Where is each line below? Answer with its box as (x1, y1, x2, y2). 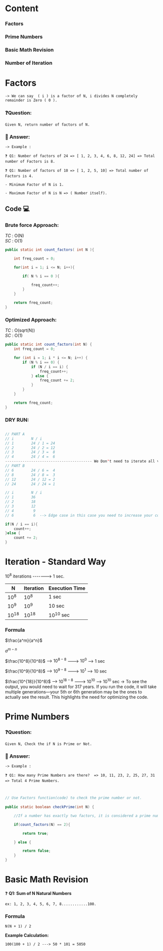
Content (5, 3, 39, 14)
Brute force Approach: (5, 222, 59, 228)
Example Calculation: (5, 932, 49, 938)
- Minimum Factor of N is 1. (5, 182, 64, 187)
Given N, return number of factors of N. (5, 122, 90, 127)
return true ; (22, 831, 49, 836)
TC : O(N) (5, 233, 24, 239)
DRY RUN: (5, 416, 29, 423)
